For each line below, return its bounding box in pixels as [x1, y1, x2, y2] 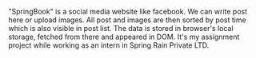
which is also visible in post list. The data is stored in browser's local [8, 24, 234, 33]
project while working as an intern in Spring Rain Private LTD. [8, 41, 210, 50]
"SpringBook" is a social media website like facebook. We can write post [8, 7, 248, 16]
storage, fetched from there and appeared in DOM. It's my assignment [8, 32, 240, 41]
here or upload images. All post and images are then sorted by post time [8, 15, 246, 25]
